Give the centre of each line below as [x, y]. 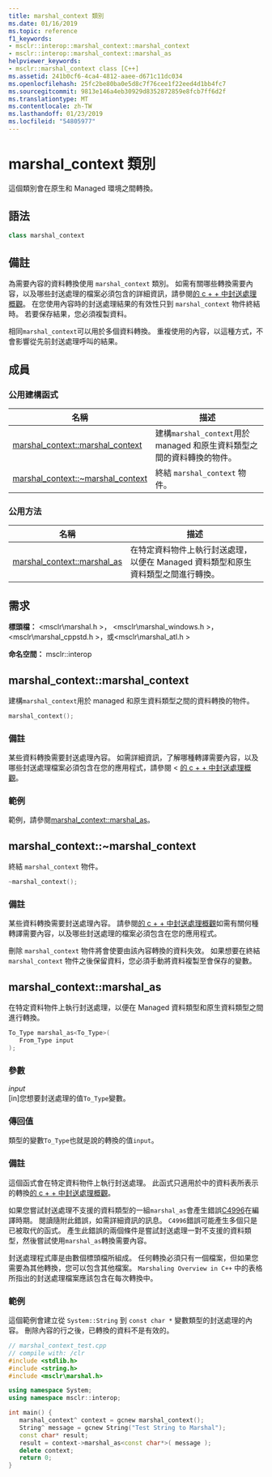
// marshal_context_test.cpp [57, 1346]
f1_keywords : [30, 39]
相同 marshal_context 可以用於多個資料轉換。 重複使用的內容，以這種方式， [132, 331]
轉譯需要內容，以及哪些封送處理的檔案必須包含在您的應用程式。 [115, 934]
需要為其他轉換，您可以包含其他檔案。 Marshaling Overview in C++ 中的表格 [136, 1268]
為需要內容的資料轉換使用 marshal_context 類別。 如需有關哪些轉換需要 [127, 284]
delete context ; [47, 1450]
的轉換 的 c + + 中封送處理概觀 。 [62, 1192]
